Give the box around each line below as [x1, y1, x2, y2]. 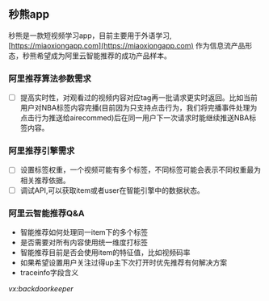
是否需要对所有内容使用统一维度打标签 [19, 237, 148, 247]
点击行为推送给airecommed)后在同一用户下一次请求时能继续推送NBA [19, 113, 250, 123]
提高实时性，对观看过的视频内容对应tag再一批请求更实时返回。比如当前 [19, 93, 258, 102]
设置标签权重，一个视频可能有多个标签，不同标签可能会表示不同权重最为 [19, 165, 261, 175]
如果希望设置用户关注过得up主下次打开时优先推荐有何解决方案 [19, 257, 228, 267]
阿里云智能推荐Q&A [8, 207, 85, 219]
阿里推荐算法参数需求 [8, 73, 91, 84]
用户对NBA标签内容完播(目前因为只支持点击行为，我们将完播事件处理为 [19, 103, 258, 113]
